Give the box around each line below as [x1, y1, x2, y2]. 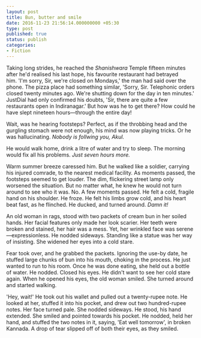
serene [176, 225, 194, 233]
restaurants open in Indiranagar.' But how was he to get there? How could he [6, 102, 196, 110]
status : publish [6, 37, 47, 43]
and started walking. [6, 281, 57, 288]
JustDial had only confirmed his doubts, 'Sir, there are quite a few [6, 96, 168, 103]
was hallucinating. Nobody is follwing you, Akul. [6, 133, 125, 140]
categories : [6, 43, 36, 49]
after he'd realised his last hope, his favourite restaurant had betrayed [6, 70, 179, 78]
